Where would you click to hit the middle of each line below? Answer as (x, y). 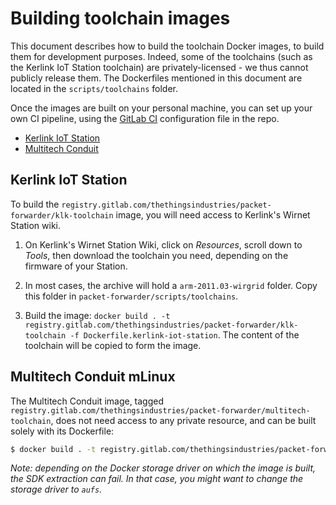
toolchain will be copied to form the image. (113, 345)
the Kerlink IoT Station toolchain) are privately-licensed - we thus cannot (159, 67)
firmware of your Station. (76, 266)
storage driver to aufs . (56, 489)
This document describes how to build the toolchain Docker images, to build (167, 46)
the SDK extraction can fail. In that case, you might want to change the (157, 479)
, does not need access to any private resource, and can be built (183, 420)
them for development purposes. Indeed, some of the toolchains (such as (161, 56)
